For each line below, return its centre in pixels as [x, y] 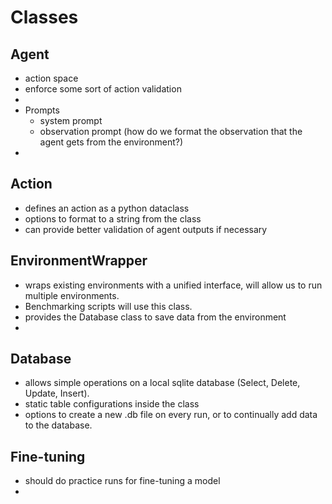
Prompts [42, 110]
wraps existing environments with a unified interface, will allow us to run [173, 285]
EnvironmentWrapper [79, 261]
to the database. [58, 425]
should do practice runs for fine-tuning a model [122, 481]
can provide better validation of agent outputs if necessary [146, 229]
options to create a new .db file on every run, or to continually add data [171, 415]
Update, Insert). [57, 393]
